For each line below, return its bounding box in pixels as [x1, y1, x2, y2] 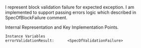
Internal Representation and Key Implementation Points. [5, 24, 119, 30]
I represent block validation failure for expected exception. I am [5, 4, 135, 10]
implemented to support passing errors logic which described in [5, 9, 137, 15]
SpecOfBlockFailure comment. [5, 15, 68, 20]
